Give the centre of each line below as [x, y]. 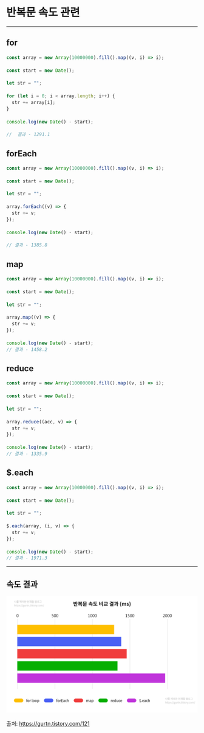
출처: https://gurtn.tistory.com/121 [48, 724]
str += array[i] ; [34, 102]
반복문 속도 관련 [43, 12]
